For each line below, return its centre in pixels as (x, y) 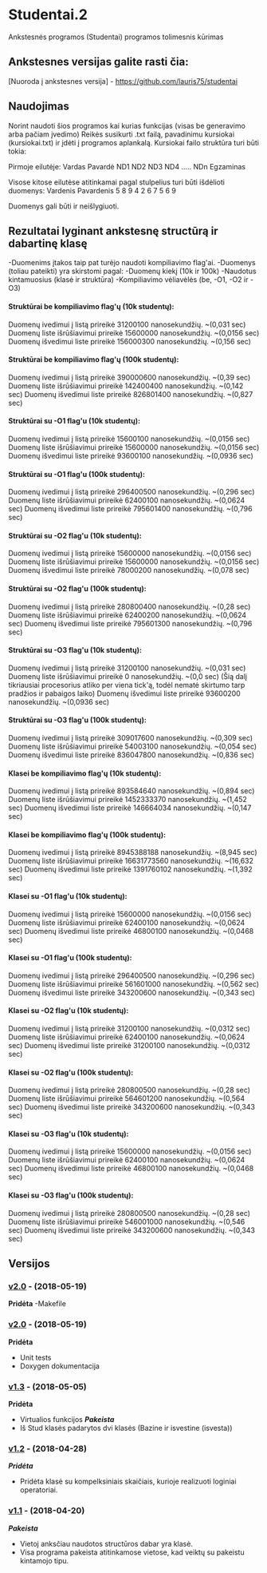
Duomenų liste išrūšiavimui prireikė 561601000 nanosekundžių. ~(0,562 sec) (134, 983)
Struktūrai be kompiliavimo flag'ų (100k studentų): (94, 359)
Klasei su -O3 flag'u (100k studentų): (71, 1195)
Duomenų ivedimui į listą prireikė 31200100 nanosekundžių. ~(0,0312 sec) (130, 1029)
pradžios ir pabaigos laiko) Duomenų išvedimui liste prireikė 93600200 (124, 693)
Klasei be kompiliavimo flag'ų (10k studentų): (85, 773)
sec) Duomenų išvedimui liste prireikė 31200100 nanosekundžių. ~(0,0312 (130, 1046)
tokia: (17, 151)
